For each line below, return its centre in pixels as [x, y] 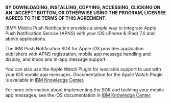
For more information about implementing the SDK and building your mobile [85, 90]
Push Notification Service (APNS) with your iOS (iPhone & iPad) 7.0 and [80, 33]
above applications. [26, 39]
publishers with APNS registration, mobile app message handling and [78, 54]
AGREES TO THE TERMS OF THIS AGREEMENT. [56, 18]
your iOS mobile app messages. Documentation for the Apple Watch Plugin [84, 75]
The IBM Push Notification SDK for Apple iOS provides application [75, 48]
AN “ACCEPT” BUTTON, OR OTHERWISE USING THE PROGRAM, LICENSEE [86, 13]
